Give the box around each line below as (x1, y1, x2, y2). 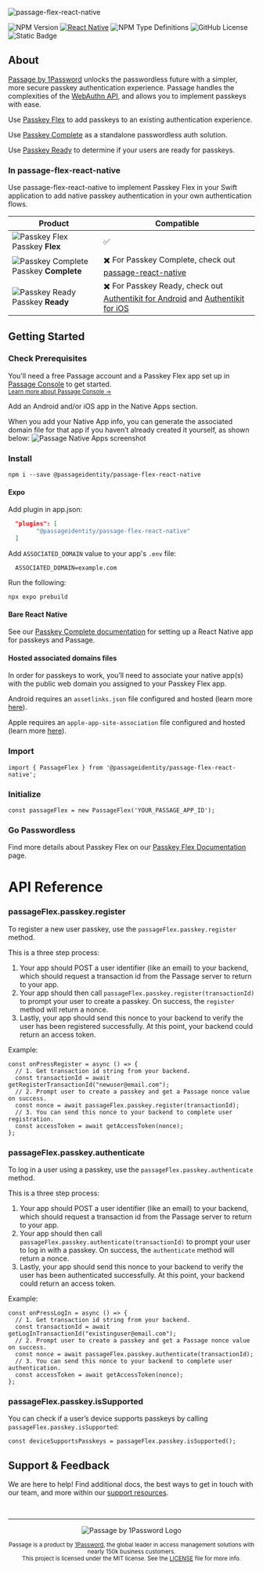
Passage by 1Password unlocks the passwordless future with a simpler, (8, 75, 238, 84)
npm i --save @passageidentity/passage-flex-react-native (8, 471, 201, 479)
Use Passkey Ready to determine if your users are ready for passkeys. (8, 145, 235, 155)
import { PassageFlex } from (8, 763, 103, 771)
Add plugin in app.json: (8, 505, 83, 514)
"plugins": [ (15, 520, 58, 528)
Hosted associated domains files (8, 653, 117, 663)
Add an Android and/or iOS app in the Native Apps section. (8, 401, 198, 411)
